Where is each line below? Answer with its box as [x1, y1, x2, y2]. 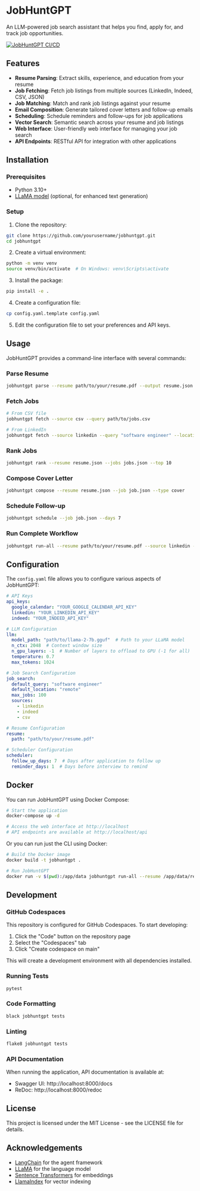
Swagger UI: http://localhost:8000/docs [14, 1080, 113, 1087]
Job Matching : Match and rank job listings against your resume [14, 100, 171, 107]
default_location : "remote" [11, 687, 82, 693]
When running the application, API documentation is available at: [6, 1068, 165, 1076]
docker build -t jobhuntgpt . [6, 857, 82, 863]
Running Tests [6, 972, 49, 981]
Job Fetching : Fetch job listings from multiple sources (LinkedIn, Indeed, [14, 87, 193, 94]
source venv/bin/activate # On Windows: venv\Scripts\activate [6, 266, 169, 272]
